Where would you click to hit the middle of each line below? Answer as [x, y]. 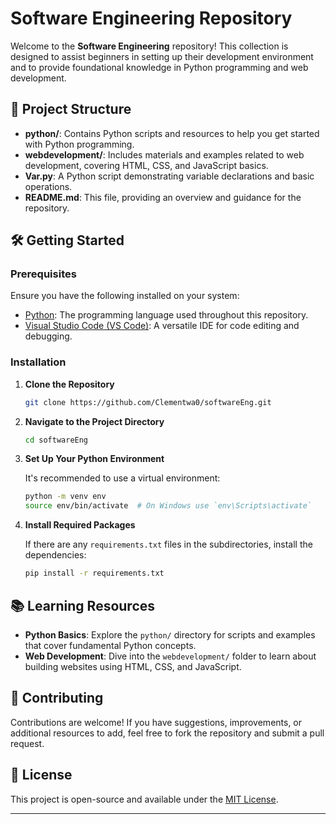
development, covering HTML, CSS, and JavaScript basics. [146, 165]
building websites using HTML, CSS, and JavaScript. [133, 666]
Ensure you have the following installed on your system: [125, 296]
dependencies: [55, 555]
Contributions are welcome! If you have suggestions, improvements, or [156, 722]
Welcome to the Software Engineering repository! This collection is [149, 46]
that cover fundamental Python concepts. [110, 645]
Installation [38, 362]
